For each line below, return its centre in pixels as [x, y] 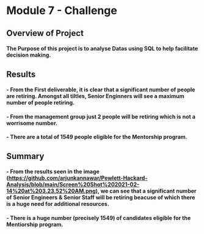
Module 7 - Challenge [62, 11]
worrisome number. [32, 123]
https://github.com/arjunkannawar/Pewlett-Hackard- [78, 178]
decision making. [29, 55]
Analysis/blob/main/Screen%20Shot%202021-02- [73, 185]
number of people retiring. [41, 103]
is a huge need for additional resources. [58, 204]
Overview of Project [45, 33]
